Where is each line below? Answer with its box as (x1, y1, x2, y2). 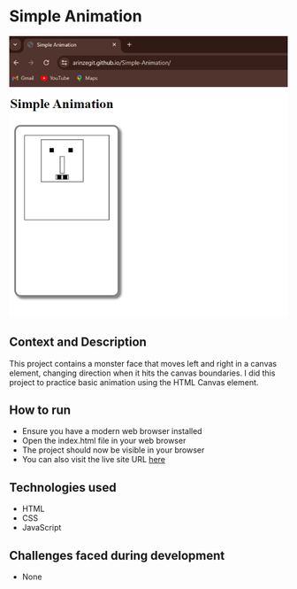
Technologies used (9, 480, 117, 495)
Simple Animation (9, 6, 143, 27)
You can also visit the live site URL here (21, 454, 166, 465)
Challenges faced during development (9, 547, 225, 563)
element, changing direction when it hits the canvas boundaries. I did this (9, 368, 276, 378)
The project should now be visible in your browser (21, 445, 205, 455)
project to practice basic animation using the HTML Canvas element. (9, 376, 259, 387)
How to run (9, 402, 72, 417)
